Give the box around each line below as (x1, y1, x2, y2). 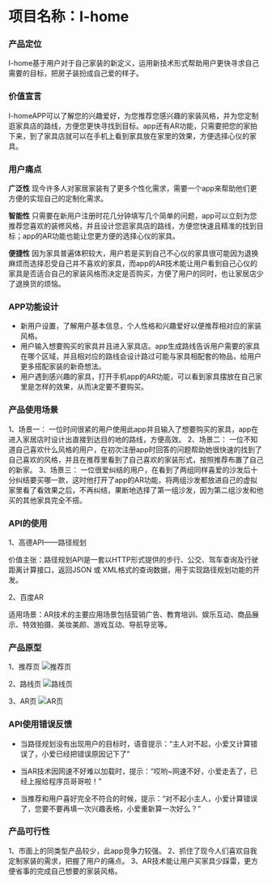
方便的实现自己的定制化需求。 (8, 194, 108, 204)
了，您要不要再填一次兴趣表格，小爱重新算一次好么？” (19, 803, 201, 813)
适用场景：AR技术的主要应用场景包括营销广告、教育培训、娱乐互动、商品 (8, 609, 253, 619)
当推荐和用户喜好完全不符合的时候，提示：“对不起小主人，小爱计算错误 (19, 793, 257, 803)
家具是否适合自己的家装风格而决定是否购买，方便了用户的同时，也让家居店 (8, 269, 257, 278)
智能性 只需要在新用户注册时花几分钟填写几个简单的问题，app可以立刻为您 (8, 211, 257, 221)
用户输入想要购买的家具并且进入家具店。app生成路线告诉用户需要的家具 (19, 342, 261, 351)
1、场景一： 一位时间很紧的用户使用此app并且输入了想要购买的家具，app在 (8, 424, 259, 434)
